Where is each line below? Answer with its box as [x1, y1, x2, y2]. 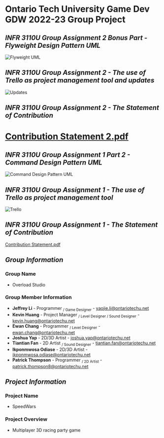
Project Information [5, 378, 66, 386]
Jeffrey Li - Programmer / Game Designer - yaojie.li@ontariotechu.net [12, 305, 149, 312]
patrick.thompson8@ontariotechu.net [12, 363, 89, 369]
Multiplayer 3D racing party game [12, 427, 81, 433]
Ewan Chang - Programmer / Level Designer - [12, 323, 101, 331]
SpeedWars [12, 404, 36, 409]
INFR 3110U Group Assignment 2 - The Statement [5, 103, 159, 112]
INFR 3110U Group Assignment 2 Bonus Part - [5, 34, 148, 42]
